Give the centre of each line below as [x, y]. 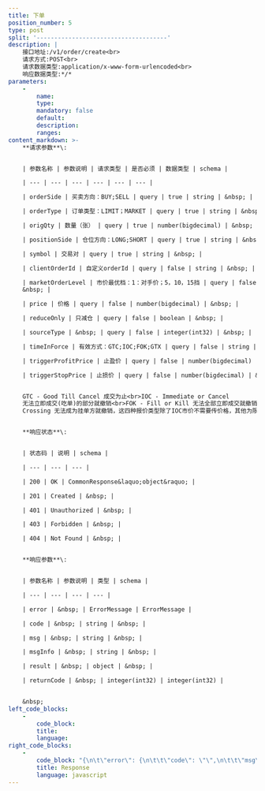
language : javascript [72, 775]
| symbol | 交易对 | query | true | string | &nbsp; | [112, 254]
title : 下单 [26, 15]
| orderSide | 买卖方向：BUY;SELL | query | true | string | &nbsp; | [138, 197]
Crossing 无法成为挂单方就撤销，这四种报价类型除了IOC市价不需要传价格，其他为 [138, 411]
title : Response [63, 767]
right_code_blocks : [40, 746]
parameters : [28, 81]
